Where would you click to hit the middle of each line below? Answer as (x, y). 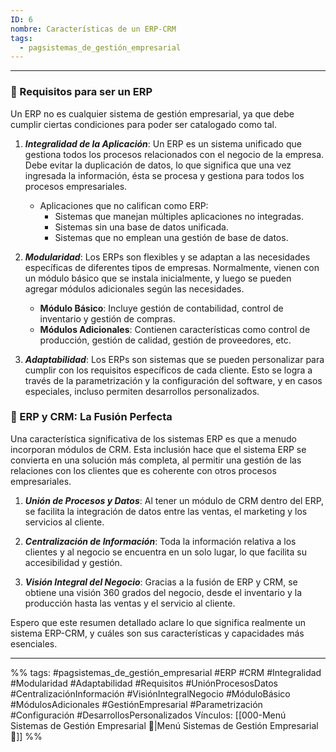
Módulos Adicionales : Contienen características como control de (175, 329)
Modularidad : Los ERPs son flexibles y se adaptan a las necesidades (167, 257)
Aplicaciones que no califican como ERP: (124, 205)
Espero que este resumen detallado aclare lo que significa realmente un (158, 622)
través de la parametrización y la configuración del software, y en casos (173, 380)
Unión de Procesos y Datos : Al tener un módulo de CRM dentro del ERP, (174, 500)
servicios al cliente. (64, 522)
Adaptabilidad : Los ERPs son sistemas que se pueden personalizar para (174, 359)
